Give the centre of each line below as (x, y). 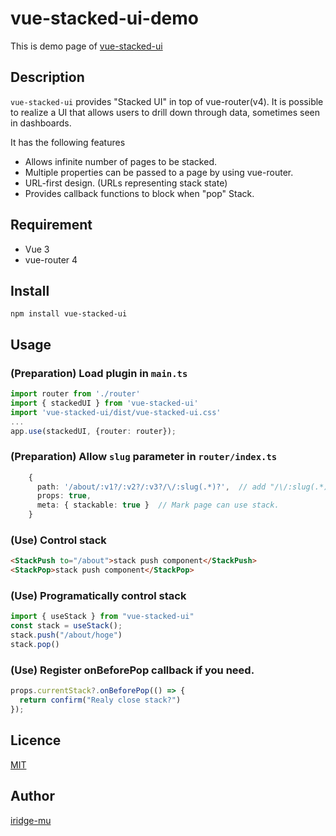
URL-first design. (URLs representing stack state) (126, 183)
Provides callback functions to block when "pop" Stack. (139, 193)
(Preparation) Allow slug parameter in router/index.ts (144, 457)
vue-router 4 (51, 259)
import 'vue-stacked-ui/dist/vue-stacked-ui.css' (116, 412)
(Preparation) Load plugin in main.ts (99, 373)
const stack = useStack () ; (66, 626)
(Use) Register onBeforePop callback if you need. (132, 670)
